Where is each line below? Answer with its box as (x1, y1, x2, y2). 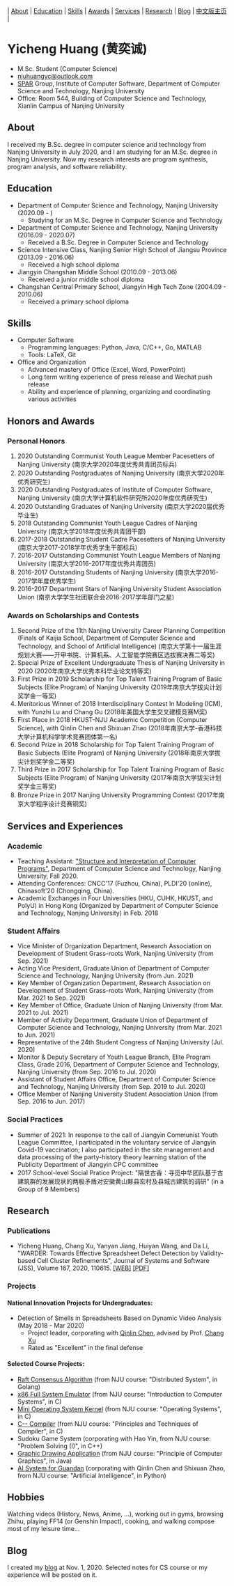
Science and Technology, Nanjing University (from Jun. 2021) (17, 971, 194, 980)
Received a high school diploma (27, 260, 120, 269)
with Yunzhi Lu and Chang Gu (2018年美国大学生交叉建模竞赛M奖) (17, 708, 208, 716)
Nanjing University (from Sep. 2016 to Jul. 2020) (17, 1068, 157, 1076)
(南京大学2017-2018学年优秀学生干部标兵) (17, 543, 138, 552)
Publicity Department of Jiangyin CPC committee (17, 1160, 159, 1168)
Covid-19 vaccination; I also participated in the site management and (17, 1145, 214, 1154)
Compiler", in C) (17, 1427, 63, 1435)
